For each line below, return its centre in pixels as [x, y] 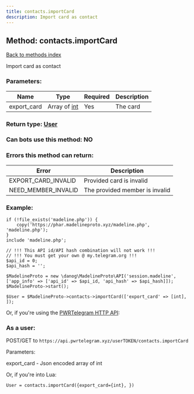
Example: [20, 208]
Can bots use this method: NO [50, 140]
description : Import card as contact [52, 17]
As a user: [21, 328]
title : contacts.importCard [40, 11]
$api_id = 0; [22, 261]
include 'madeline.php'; [36, 240]
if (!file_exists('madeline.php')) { [52, 220]
